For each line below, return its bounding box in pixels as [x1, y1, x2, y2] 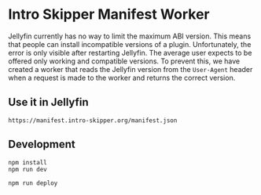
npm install [8, 158, 47, 166]
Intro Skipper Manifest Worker [8, 5, 210, 23]
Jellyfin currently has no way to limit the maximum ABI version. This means [8, 31, 252, 41]
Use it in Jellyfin [8, 96, 89, 109]
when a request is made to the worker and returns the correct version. [8, 73, 236, 82]
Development [8, 138, 76, 151]
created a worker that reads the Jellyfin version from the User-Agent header [8, 64, 253, 74]
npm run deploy [8, 179, 58, 187]
